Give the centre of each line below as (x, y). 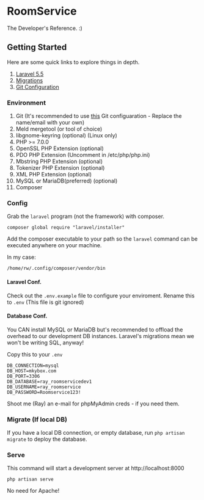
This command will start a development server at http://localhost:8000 (96, 468)
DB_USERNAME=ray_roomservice (44, 387)
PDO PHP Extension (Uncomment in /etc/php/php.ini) (83, 155)
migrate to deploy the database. (47, 439)
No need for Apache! (33, 491)
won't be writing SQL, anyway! (46, 342)
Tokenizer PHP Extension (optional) (60, 168)
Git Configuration (38, 87)
